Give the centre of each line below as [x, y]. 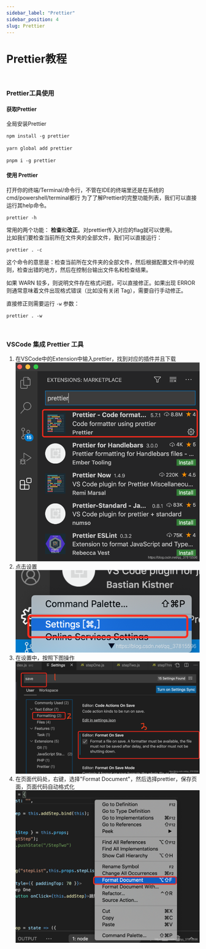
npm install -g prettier [38, 136]
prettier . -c [25, 250]
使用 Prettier [22, 175]
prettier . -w [25, 316]
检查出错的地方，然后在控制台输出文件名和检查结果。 [84, 269]
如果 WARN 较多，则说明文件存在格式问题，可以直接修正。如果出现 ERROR [101, 283]
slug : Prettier [26, 26]
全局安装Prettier [27, 124]
